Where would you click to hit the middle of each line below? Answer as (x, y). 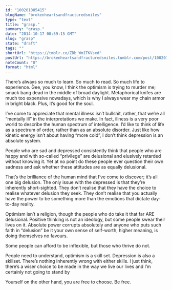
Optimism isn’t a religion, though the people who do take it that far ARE (80, 214)
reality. (27, 204)
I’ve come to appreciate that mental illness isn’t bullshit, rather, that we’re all (85, 114)
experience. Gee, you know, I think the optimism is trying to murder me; (81, 87)
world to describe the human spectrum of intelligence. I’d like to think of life (85, 125)
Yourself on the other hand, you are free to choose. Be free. (68, 282)
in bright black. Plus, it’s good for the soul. (50, 103)
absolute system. (23, 141)
